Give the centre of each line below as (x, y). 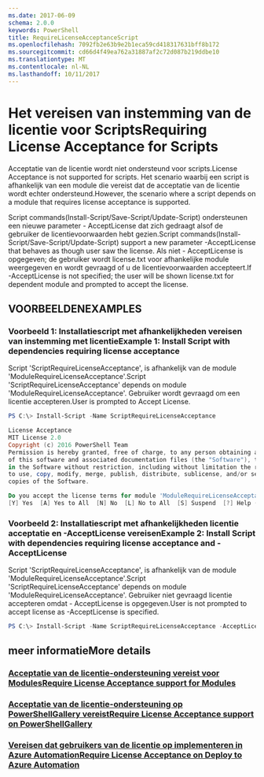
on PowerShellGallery (50, 724)
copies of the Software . (49, 481)
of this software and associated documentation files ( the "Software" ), (130, 459)
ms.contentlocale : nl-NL (49, 67)
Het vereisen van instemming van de (130, 113)
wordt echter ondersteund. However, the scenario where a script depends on (132, 193)
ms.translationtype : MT (47, 60)
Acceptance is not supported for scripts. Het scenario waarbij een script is (129, 177)
